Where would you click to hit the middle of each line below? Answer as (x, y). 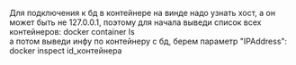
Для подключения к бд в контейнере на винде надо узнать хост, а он (143, 13)
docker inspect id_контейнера (66, 51)
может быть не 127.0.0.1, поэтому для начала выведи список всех (135, 22)
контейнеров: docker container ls (72, 32)
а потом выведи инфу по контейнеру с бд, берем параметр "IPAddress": (148, 41)
